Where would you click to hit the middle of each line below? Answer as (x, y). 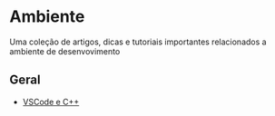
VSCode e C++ (51, 101)
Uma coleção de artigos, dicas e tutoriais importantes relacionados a (138, 42)
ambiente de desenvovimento (65, 51)
